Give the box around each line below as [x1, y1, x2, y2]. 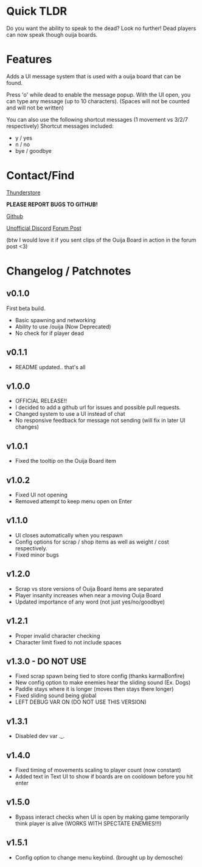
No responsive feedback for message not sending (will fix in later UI [15, 417, 186, 424]
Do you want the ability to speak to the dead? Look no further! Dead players [6, 24, 197, 32]
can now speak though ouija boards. [6, 31, 98, 38]
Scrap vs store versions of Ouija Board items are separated [15, 585, 163, 592]
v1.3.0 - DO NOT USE [6, 656, 87, 666]
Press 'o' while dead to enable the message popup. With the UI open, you [6, 90, 190, 98]
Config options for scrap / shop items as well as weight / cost [15, 538, 169, 545]
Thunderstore [6, 188, 41, 196]
